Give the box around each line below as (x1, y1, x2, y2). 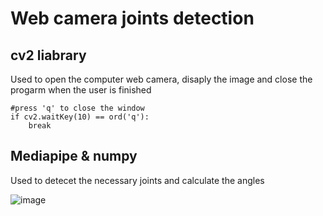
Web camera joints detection (10, 7, 255, 30)
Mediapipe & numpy (10, 148, 138, 165)
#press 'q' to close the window (10, 103, 145, 113)
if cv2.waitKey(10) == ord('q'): (10, 112, 150, 122)
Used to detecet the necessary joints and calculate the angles (10, 174, 265, 186)
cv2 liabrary (10, 47, 87, 64)
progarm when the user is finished (10, 84, 152, 96)
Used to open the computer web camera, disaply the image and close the (10, 73, 313, 85)
